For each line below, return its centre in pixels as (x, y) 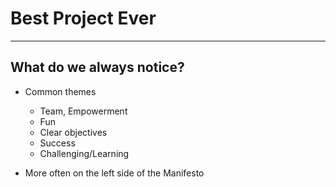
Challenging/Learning (84, 153)
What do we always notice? (97, 67)
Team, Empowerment (83, 111)
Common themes (60, 91)
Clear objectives (73, 132)
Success (57, 143)
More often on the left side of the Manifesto (114, 173)
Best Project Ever (83, 18)
